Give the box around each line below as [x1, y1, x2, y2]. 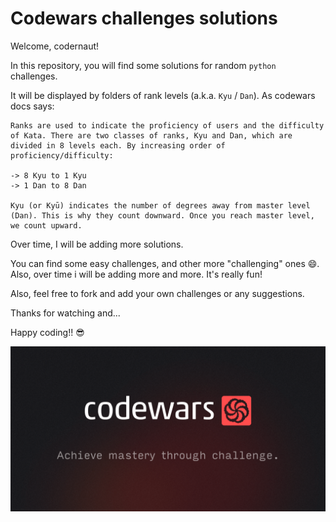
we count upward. [10, 220, 83, 231]
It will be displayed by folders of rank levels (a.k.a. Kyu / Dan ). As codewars [10, 89, 316, 101]
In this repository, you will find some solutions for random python [10, 59, 277, 71]
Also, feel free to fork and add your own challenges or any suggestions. [10, 287, 305, 299]
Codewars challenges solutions [10, 7, 278, 30]
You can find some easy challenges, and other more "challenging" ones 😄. [10, 257, 320, 269]
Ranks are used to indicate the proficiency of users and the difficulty [10, 120, 325, 131]
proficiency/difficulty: [10, 150, 114, 161]
